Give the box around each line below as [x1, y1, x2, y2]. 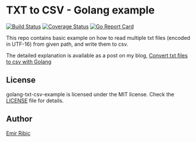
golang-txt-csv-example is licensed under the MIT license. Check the [6, 90, 175, 97]
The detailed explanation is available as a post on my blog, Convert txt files [6, 52, 188, 59]
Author [6, 114, 32, 124]
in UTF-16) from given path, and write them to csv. [6, 40, 128, 48]
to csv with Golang [6, 58, 52, 65]
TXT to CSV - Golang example [6, 4, 155, 17]
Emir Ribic [6, 130, 31, 137]
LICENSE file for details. [6, 97, 64, 104]
